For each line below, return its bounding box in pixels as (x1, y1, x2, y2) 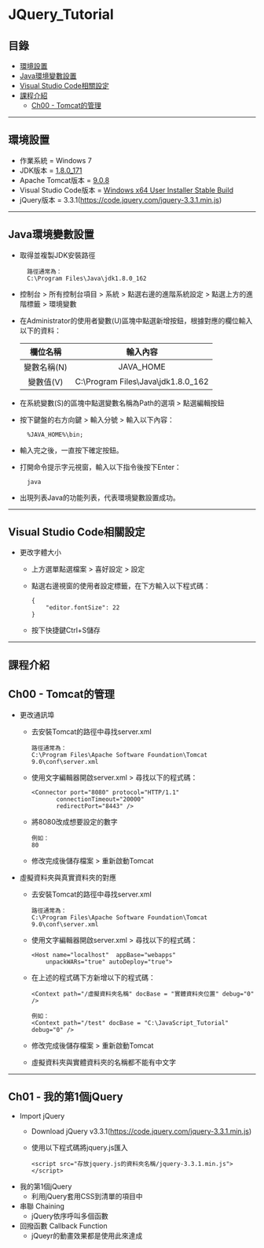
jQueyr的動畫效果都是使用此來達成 (31, 1231, 143, 1241)
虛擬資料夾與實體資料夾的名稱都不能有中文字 (31, 1057, 177, 1067)
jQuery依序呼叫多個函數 (31, 1212, 108, 1221)
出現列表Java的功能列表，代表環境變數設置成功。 (19, 493, 181, 502)
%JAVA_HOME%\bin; (27, 430, 84, 438)
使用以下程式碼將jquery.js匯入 (31, 1143, 128, 1153)
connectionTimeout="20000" (56, 795, 145, 803)
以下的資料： (19, 326, 61, 335)
